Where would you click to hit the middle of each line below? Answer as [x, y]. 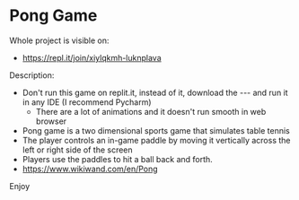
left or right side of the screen [77, 150]
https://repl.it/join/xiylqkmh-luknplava [92, 57]
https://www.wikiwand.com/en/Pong [90, 169]
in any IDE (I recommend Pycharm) [87, 102]
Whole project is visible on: [59, 40]
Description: [32, 75]
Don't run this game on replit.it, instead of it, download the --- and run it [155, 92]
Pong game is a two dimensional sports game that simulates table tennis [156, 130]
